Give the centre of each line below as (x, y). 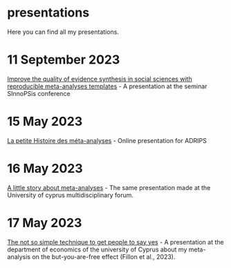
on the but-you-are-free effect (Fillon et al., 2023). (104, 256)
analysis (19, 256)
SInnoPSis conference (39, 93)
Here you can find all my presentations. (63, 32)
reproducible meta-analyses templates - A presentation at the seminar (107, 86)
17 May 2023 (45, 223)
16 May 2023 (45, 169)
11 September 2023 (64, 60)
